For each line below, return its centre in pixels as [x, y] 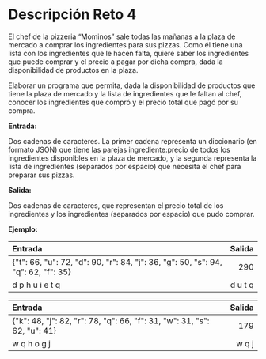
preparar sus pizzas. [42, 175]
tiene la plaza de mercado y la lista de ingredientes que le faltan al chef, [125, 93]
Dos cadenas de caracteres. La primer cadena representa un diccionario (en [133, 141]
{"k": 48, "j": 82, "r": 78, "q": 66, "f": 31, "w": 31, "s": [111, 320]
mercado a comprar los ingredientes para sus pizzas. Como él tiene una [125, 44]
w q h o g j [32, 343]
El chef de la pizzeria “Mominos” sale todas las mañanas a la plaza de [122, 36]
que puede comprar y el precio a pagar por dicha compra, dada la [116, 62]
